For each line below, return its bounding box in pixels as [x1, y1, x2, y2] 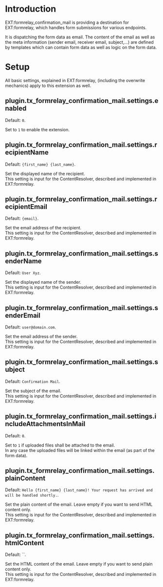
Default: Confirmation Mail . [5, 378, 61, 384]
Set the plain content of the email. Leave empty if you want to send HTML [5, 501, 153, 507]
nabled [5, 104, 27, 113]
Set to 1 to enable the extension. [5, 126, 70, 132]
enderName [5, 257, 42, 265]
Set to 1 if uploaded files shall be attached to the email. [5, 442, 115, 448]
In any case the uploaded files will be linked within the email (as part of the [5, 447, 155, 453]
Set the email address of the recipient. [5, 225, 82, 231]
